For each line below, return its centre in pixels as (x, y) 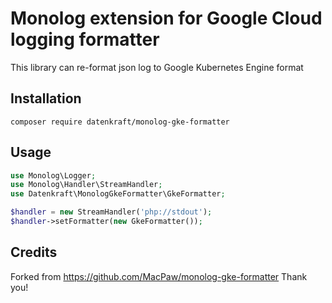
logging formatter (85, 39)
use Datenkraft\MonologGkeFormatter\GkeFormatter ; (118, 194)
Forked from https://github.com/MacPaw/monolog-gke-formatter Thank (159, 276)
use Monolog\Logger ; (53, 175)
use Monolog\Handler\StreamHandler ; (86, 185)
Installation (46, 98)
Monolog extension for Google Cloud (166, 18)
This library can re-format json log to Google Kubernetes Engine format (157, 67)
